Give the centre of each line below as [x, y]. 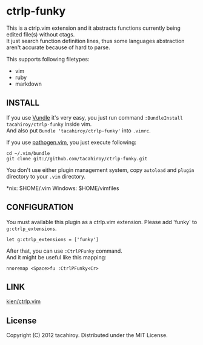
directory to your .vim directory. [46, 176]
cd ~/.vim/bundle [28, 153]
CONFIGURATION [40, 207]
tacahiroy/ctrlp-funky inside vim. [49, 124]
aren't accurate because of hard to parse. [58, 47]
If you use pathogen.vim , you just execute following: [72, 142]
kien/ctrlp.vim [24, 301]
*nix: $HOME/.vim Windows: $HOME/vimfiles [63, 188]
